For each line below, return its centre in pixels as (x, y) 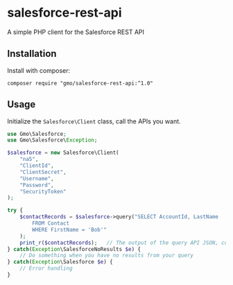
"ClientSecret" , (43, 172)
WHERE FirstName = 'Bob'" (70, 230)
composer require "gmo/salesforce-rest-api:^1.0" (80, 83)
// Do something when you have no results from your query (107, 256)
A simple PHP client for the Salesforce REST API (76, 32)
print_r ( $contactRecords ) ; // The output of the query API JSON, (119, 243)
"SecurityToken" (43, 191)
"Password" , (37, 185)
